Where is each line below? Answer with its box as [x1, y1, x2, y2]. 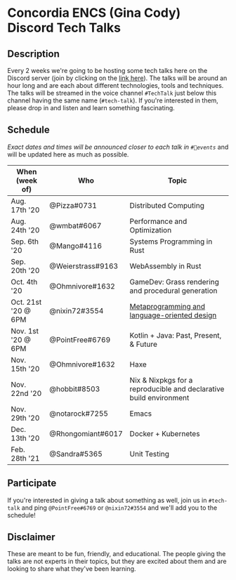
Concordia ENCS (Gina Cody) [7, 5, 181, 21]
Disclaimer [7, 532, 55, 543]
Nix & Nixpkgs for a [129, 375, 193, 385]
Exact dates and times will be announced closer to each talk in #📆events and [7, 143, 229, 151]
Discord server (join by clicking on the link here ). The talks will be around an [7, 74, 228, 82]
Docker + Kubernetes [129, 428, 200, 438]
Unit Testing [129, 449, 170, 459]
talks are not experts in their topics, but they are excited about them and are [7, 557, 227, 566]
